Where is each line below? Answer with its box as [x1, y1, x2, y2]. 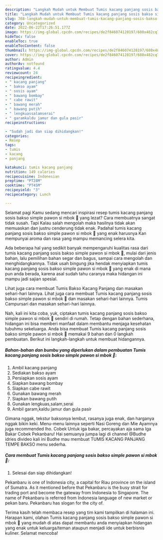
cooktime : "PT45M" [5, 183, 42, 188]
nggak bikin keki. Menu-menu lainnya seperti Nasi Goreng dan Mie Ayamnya [5, 420, 158, 426]
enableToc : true [5, 39, 38, 44]
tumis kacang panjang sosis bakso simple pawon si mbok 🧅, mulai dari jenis [5, 250, 157, 256]
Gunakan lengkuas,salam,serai [12, 401, 74, 407]
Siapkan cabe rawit [12, 385, 51, 391]
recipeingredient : [5, 75, 42, 80]
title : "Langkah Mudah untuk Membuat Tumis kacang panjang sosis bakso [5, 12, 153, 17]
